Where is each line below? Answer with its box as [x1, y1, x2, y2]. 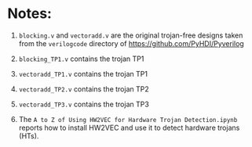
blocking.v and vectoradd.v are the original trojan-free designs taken [18, 30, 243, 40]
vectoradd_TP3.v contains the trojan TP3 [18, 99, 150, 109]
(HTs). [18, 131, 39, 141]
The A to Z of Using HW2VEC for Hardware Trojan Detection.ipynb [18, 114, 238, 124]
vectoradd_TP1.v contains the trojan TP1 [18, 69, 148, 78]
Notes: [7, 5, 53, 23]
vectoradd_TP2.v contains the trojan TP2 [18, 84, 150, 94]
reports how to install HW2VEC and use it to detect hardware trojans [18, 123, 240, 132]
